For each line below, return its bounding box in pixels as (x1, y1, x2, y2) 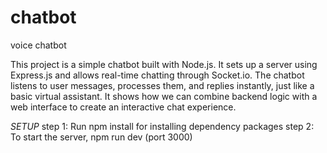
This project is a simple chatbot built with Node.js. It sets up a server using (10, 58, 318, 70)
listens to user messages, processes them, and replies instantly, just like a (10, 79, 315, 91)
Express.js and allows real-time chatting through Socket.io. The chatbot (10, 69, 305, 81)
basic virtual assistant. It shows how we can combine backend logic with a (10, 90, 318, 102)
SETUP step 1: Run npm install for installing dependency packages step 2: (10, 120, 315, 132)
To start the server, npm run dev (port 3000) (10, 131, 193, 143)
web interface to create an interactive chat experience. (10, 101, 237, 113)
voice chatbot (10, 39, 67, 51)
